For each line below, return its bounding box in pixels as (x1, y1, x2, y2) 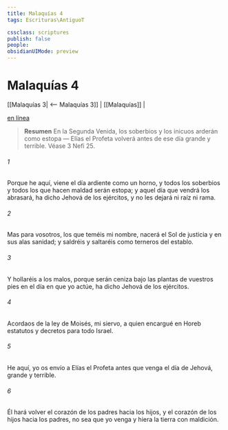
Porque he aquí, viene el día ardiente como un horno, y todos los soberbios (7, 179, 220, 187)
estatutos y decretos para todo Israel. (7, 326, 114, 334)
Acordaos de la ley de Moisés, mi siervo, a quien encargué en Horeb (7, 319, 201, 327)
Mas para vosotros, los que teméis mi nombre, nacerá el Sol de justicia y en (7, 230, 222, 239)
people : (7, 42, 30, 49)
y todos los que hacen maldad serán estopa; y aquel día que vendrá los (7, 186, 210, 195)
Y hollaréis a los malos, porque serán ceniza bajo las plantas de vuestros (7, 275, 214, 283)
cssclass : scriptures (7, 29, 70, 36)
